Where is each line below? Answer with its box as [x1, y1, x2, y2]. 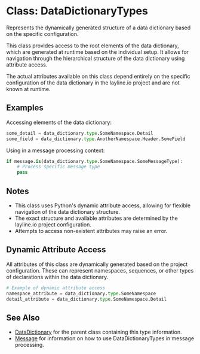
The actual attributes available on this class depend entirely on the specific [6, 72, 190, 80]
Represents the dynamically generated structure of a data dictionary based [6, 24, 191, 31]
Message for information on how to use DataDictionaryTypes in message [14, 335, 195, 342]
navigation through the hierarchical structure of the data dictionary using [6, 55, 185, 62]
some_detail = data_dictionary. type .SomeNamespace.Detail [6, 130, 153, 136]
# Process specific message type [17, 164, 100, 170]
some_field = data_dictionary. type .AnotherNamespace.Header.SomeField [6, 136, 186, 142]
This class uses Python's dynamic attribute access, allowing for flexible [14, 202, 191, 209]
